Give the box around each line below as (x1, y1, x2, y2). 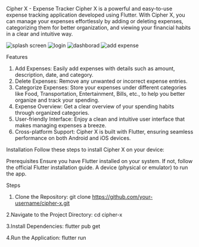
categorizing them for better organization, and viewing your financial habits (6, 24, 191, 31)
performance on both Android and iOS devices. (14, 135, 131, 142)
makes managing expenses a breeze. (14, 122, 107, 129)
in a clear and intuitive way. (6, 30, 73, 37)
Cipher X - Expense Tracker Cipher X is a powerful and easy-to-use (6, 5, 173, 12)
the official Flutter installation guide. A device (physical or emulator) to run (6, 164, 188, 171)
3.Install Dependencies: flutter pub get (6, 223, 101, 230)
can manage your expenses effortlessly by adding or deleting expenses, (6, 18, 184, 24)
